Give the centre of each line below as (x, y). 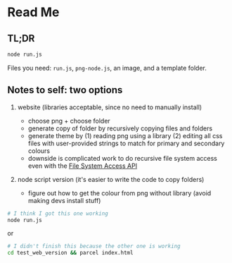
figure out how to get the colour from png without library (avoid (120, 193)
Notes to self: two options (65, 90)
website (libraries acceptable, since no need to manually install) (110, 107)
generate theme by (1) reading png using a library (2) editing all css (125, 135)
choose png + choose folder (69, 121)
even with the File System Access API (83, 166)
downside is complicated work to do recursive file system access (123, 158)
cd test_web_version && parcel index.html (70, 253)
